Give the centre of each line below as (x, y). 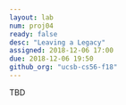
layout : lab (31, 17)
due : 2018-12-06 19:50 (51, 59)
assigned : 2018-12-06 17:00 (62, 51)
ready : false (34, 34)
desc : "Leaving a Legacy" (57, 42)
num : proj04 (31, 26)
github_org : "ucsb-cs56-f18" (63, 68)
